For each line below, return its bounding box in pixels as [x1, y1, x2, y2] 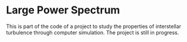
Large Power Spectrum [6, 3, 120, 17]
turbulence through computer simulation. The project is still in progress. [6, 29, 179, 36]
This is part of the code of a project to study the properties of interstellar [6, 23, 182, 30]
